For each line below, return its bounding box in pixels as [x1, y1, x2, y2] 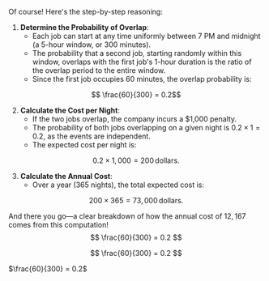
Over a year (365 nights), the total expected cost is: [32, 180, 205, 189]
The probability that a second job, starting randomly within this [32, 49, 242, 57]
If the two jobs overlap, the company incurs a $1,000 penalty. [32, 114, 237, 124]
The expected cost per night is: [32, 140, 137, 149]
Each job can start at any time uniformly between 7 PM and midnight [32, 32, 261, 40]
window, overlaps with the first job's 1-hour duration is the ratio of [32, 57, 252, 66]
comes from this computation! [8, 220, 109, 229]
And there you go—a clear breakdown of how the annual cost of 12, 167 [8, 211, 246, 221]
